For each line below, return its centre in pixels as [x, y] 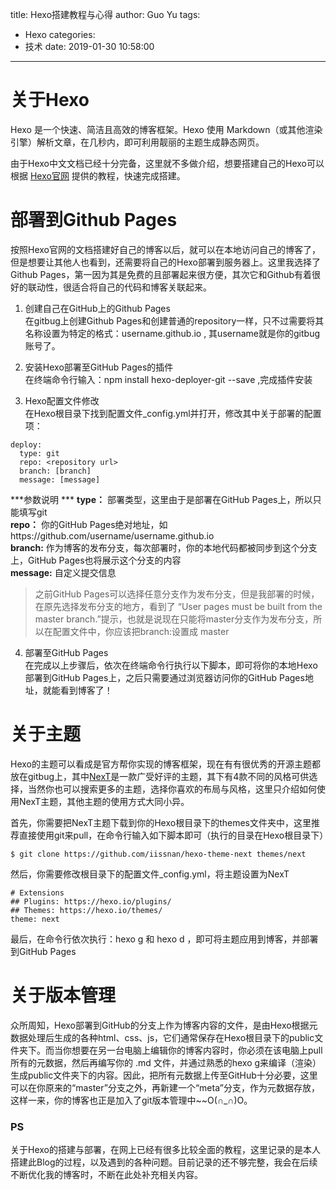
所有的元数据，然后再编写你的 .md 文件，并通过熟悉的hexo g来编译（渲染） [166, 1062]
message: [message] [60, 479]
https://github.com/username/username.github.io [112, 535]
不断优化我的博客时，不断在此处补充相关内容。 [106, 1175]
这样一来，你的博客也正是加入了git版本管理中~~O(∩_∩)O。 [131, 1100]
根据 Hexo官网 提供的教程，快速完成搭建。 [98, 175]
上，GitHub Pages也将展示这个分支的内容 [96, 560]
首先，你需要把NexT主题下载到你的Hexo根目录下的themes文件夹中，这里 [161, 822]
